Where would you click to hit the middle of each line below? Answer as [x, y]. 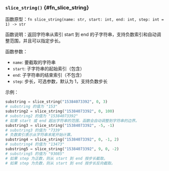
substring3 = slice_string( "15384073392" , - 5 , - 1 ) [60, 125]
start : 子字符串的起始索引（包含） [48, 69]
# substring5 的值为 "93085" [35, 154]
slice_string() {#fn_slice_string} [47, 8]
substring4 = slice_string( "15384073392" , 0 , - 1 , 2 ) [62, 140]
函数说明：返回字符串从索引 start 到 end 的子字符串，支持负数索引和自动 [81, 35]
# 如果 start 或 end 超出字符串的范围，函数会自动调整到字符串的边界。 [72, 121]
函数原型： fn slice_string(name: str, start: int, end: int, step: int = [84, 19]
